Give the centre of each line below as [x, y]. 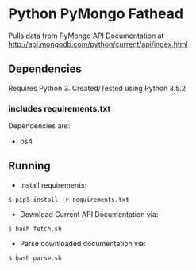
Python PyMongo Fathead [96, 14]
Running [30, 166]
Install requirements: [53, 185]
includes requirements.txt [60, 108]
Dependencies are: [39, 126]
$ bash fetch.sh [35, 229]
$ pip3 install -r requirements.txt [69, 200]
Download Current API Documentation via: [89, 214]
